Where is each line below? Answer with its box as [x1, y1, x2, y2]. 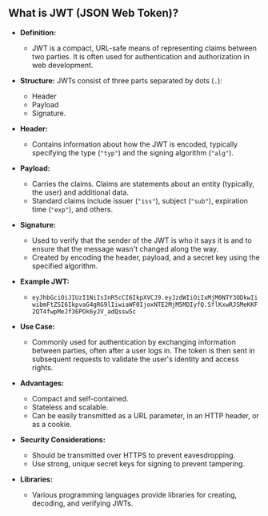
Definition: [19, 27, 57, 37]
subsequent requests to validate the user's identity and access [31, 354, 239, 364]
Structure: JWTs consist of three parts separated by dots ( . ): [19, 75, 222, 85]
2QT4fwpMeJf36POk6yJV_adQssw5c [31, 308, 137, 316]
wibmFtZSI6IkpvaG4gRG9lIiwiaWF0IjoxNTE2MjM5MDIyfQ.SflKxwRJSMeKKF [31, 300, 258, 308]
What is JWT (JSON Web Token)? [8, 6, 178, 20]
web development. [31, 60, 94, 70]
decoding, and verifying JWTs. [31, 498, 134, 508]
